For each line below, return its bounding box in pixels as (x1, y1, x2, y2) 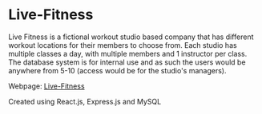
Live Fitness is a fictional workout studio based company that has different (8, 32, 254, 41)
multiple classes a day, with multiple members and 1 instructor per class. (8, 49, 248, 58)
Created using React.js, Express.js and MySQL (8, 96, 162, 106)
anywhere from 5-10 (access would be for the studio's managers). (8, 65, 227, 75)
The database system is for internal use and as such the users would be (8, 57, 246, 67)
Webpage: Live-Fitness (8, 81, 86, 91)
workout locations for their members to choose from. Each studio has (8, 40, 238, 49)
